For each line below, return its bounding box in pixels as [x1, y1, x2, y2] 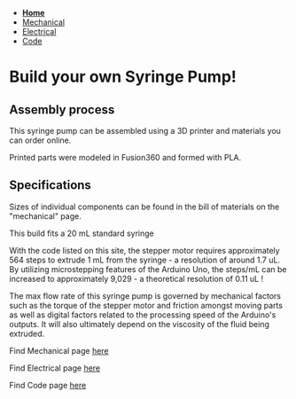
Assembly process [9, 102, 115, 117]
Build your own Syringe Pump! [9, 66, 238, 87]
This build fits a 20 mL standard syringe [9, 228, 154, 239]
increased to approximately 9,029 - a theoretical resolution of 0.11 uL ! [9, 273, 264, 284]
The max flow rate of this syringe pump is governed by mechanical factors [9, 290, 282, 301]
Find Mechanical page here [9, 345, 109, 356]
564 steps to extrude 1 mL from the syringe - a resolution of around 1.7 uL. [9, 254, 281, 265]
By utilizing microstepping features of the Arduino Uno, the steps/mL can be [9, 263, 287, 274]
